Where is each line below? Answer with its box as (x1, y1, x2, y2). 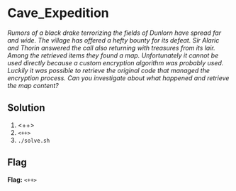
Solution (7, 102, 45, 114)
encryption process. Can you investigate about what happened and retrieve (7, 73, 230, 82)
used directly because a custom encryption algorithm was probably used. (7, 58, 224, 67)
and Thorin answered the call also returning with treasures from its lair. (7, 43, 216, 52)
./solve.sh (17, 137, 50, 144)
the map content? (7, 81, 59, 89)
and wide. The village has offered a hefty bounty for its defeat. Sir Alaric (7, 36, 220, 44)
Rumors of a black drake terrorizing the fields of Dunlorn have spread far (7, 28, 222, 37)
